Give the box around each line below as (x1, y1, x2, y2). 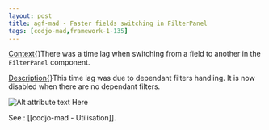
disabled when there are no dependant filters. (8, 82, 161, 91)
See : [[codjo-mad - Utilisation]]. (8, 113, 116, 123)
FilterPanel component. (8, 57, 90, 67)
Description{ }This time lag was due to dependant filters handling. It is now (8, 73, 256, 83)
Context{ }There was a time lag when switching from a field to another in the (8, 49, 261, 59)
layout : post (8, 11, 53, 20)
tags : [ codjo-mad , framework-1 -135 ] (8, 27, 128, 35)
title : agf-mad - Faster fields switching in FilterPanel (8, 19, 208, 27)
